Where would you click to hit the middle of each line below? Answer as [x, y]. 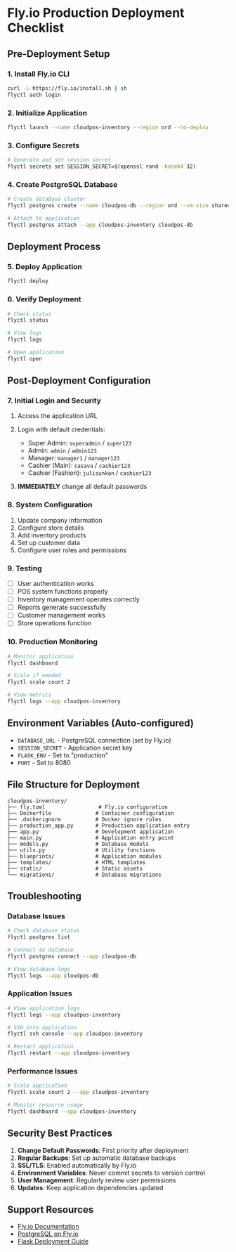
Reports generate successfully [62, 607]
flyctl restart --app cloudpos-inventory [69, 1053]
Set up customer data [49, 542]
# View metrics [29, 695]
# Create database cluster [47, 199]
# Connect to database [40, 950]
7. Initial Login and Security [54, 400]
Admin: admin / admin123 [62, 450]
